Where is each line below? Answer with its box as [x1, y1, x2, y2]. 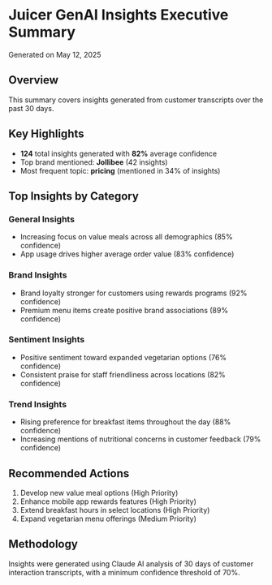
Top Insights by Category [8, 189, 140, 203]
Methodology [8, 537, 79, 551]
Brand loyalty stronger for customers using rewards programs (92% [19, 288, 248, 298]
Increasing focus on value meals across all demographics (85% [19, 232, 233, 242]
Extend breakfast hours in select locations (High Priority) [19, 505, 210, 514]
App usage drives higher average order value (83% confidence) [19, 249, 235, 259]
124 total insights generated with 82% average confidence [19, 148, 218, 158]
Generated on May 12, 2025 [8, 49, 101, 59]
